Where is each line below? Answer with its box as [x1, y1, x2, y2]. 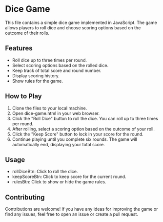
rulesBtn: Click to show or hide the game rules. [12, 179, 106, 185]
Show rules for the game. [12, 78, 63, 84]
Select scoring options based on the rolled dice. [12, 62, 109, 68]
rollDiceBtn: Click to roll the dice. [12, 169, 78, 175]
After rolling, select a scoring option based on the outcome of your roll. [12, 126, 155, 132]
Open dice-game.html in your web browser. [12, 110, 100, 116]
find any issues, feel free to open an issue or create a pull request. [5, 211, 138, 217]
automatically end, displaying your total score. [12, 141, 105, 147]
